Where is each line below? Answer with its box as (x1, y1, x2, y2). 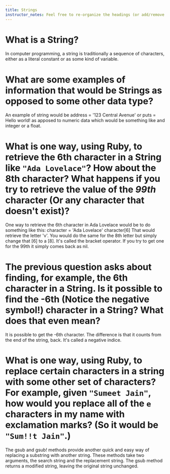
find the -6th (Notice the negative (5, 293, 150, 305)
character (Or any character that (5, 194, 145, 206)
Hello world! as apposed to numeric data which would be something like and (5, 117, 165, 124)
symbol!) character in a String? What (5, 304, 164, 315)
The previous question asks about (5, 261, 152, 272)
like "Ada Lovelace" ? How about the (5, 162, 156, 174)
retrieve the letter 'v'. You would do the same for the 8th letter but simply (5, 232, 157, 239)
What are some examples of (5, 74, 126, 85)
